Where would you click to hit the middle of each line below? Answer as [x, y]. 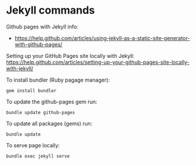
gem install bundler [32, 90]
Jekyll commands [51, 10]
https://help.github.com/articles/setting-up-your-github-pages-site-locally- [98, 62]
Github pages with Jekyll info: [42, 27]
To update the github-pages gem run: [52, 102]
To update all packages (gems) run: [49, 123]
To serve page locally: [33, 145]
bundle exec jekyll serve [38, 156]
